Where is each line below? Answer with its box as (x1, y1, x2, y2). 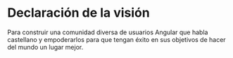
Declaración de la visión (7, 5, 150, 21)
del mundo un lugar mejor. (7, 43, 84, 51)
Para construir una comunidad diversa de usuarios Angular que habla (7, 28, 208, 36)
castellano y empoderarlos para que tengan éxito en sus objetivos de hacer (7, 35, 227, 43)
